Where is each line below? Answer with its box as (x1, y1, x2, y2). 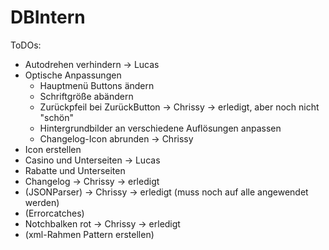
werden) (24, 196, 60, 208)
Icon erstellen (24, 143, 82, 155)
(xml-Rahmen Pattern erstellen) (24, 228, 155, 240)
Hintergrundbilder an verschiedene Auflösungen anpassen (39, 122, 282, 134)
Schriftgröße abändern (39, 90, 134, 102)
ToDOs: (10, 39, 42, 51)
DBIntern (10, 6, 86, 29)
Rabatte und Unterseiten (24, 164, 126, 176)
